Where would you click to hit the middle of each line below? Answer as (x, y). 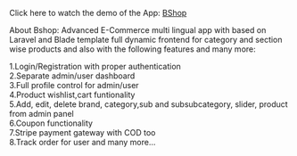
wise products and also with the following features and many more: (132, 49)
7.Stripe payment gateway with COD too (82, 132)
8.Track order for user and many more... (82, 142)
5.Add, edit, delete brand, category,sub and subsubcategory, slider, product (148, 104)
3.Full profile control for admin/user (74, 85)
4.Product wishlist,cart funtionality (72, 94)
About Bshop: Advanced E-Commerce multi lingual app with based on (138, 30)
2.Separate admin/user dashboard (72, 76)
